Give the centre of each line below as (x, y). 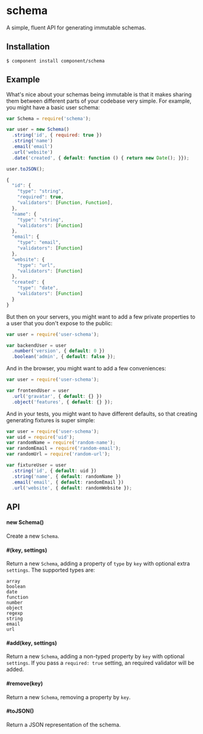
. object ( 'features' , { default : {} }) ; (62, 402)
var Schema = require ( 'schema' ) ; (49, 119)
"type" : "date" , (38, 288)
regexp (15, 614)
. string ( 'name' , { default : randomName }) (66, 476)
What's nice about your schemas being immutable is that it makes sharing (99, 94)
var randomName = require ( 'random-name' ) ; (61, 443)
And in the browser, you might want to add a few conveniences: (86, 369)
